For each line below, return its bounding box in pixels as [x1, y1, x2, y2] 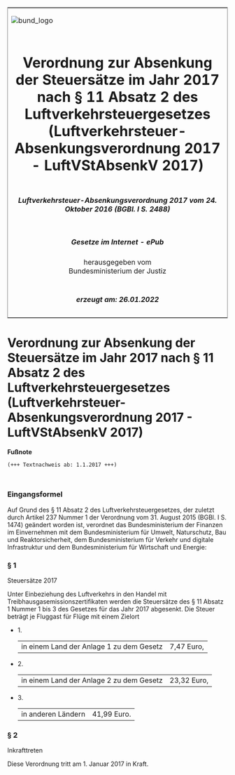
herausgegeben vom [83, 258, 152, 267]
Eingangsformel [7, 489, 63, 499]
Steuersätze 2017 [7, 576, 57, 585]
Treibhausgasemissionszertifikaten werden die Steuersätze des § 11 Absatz [7, 597, 224, 606]
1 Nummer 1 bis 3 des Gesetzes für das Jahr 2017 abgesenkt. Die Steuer [7, 605, 215, 614]
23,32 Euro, [169, 675, 209, 685]
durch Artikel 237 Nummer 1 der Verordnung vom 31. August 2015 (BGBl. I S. [7, 512, 227, 522]
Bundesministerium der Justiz [69, 266, 166, 276]
